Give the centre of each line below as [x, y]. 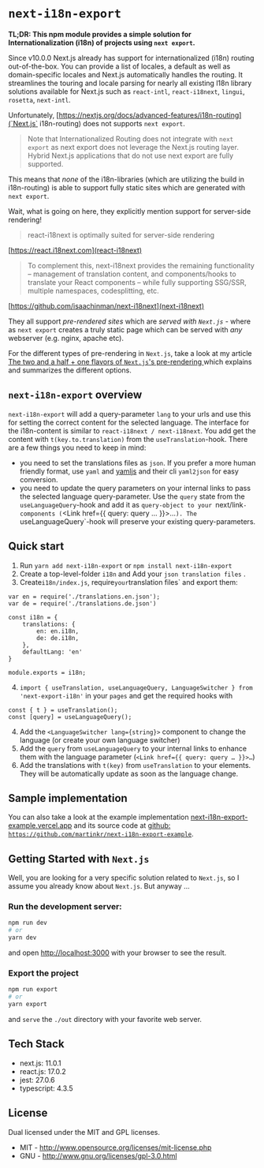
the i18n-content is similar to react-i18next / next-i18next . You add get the [132, 431]
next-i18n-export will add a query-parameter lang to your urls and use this [130, 414]
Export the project [43, 973]
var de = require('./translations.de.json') [82, 603]
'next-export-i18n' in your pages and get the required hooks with [126, 695]
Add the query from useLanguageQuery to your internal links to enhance [133, 748]
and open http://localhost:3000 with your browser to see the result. [117, 953]
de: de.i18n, [58, 638]
